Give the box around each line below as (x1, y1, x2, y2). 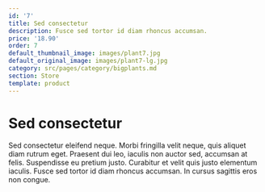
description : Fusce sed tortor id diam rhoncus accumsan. (8, 27, 208, 35)
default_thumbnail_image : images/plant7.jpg (8, 49, 161, 57)
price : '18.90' (8, 34, 60, 43)
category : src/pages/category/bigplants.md (8, 65, 158, 73)
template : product (8, 79, 70, 87)
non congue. (8, 175, 51, 185)
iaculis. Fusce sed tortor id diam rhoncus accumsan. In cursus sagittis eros (8, 166, 258, 176)
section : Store (8, 72, 60, 80)
